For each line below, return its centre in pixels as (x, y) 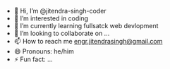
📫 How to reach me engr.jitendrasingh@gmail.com (88, 41)
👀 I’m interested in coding (51, 18)
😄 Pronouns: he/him (44, 51)
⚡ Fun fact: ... (33, 59)
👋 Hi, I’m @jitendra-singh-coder (60, 11)
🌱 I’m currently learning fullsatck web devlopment (86, 26)
